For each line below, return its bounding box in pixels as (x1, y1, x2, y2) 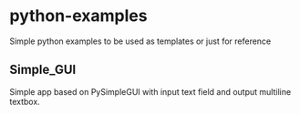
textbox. (9, 96, 41, 107)
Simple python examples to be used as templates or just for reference (9, 36, 272, 47)
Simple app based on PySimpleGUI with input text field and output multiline (9, 86, 292, 97)
